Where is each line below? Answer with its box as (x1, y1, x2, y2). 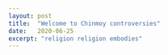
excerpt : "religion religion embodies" (8, 34, 143, 43)
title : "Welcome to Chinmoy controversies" (8, 19, 161, 27)
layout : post (8, 11, 52, 20)
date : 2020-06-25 (8, 27, 74, 35)
